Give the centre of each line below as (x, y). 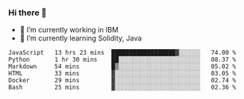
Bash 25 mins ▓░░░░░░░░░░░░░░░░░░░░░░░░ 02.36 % (122, 88)
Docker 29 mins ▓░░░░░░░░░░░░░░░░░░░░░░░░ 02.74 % (122, 81)
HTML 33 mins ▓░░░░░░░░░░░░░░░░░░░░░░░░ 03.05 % (122, 74)
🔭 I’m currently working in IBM (69, 30)
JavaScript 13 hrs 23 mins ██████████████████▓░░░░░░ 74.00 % (122, 53)
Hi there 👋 (28, 13)
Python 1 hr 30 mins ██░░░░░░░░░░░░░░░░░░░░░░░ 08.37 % (122, 60)
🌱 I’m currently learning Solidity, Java (81, 38)
